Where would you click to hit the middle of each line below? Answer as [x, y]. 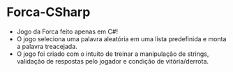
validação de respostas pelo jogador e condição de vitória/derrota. [113, 61]
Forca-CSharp [48, 12]
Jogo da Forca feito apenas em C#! [67, 31]
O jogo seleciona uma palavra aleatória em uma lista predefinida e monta [121, 38]
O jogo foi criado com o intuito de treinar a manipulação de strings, [113, 54]
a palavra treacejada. [47, 46]
